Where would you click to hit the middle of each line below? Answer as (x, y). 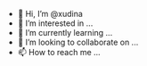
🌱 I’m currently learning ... (65, 33)
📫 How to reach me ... (59, 52)
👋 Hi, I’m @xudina (50, 14)
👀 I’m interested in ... (55, 23)
